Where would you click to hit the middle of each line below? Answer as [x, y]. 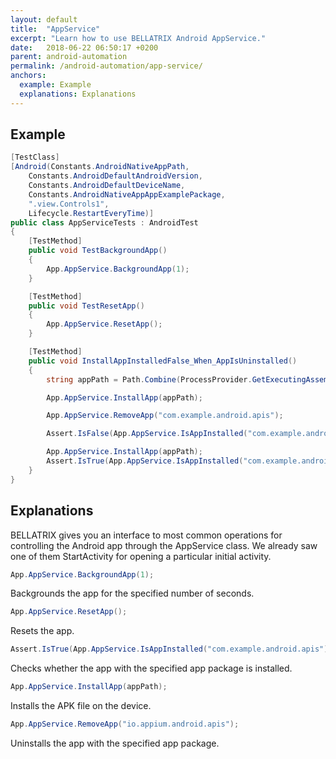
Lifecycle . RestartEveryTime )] [91, 213]
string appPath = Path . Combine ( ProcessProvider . [149, 379]
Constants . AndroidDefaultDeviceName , [107, 186]
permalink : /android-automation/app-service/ [106, 66]
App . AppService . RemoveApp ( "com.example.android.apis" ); [165, 416]
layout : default [44, 19]
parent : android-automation [69, 57]
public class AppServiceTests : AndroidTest [104, 222]
